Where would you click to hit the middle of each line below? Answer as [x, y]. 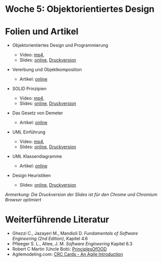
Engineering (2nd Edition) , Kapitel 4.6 [50, 239]
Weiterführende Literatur [57, 220]
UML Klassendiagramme [37, 157]
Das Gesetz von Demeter [38, 113]
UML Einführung [29, 132]
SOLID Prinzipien [29, 89]
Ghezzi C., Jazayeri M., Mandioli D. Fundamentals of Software [75, 233]
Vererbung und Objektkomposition [47, 69]
